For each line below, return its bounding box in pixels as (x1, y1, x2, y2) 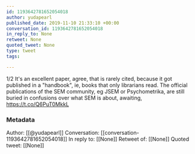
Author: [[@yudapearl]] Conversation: (6, 129, 100, 136)
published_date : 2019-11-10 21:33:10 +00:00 (6, 20, 119, 26)
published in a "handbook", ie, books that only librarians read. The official (6, 81, 188, 89)
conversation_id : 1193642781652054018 (6, 25, 103, 32)
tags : (6, 53, 20, 59)
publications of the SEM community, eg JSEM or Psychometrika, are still (6, 87, 185, 95)
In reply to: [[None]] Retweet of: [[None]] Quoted (68, 135, 190, 143)
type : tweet (6, 48, 36, 54)
